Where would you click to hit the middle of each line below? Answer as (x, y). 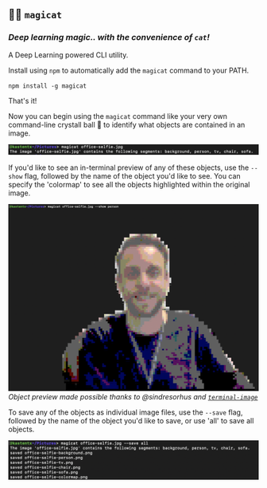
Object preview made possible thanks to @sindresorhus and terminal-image (133, 396)
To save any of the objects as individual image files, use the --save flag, (126, 412)
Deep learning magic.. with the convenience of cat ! (109, 37)
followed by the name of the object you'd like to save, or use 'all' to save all (131, 420)
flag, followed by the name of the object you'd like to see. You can (132, 176)
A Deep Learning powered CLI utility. (68, 55)
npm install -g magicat (48, 86)
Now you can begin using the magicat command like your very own (118, 116)
